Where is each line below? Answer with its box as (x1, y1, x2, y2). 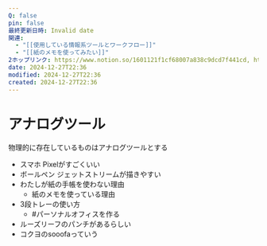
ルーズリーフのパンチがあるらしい (19, 220, 131, 229)
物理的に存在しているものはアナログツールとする (8, 143, 168, 152)
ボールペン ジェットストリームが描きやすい (19, 170, 161, 179)
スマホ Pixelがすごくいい (19, 160, 101, 170)
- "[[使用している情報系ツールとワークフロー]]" (15, 41, 157, 49)
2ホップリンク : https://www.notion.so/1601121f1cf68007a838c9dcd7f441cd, (8, 57, 250, 64)
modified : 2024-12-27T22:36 (8, 71, 102, 79)
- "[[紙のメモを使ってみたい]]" (15, 49, 109, 57)
